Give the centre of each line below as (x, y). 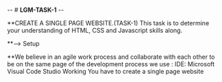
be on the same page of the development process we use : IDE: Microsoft (111, 64)
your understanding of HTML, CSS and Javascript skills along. (95, 30)
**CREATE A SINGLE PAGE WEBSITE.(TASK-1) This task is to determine (108, 23)
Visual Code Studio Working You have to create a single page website (106, 71)
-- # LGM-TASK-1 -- (36, 10)
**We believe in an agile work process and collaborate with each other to (111, 57)
